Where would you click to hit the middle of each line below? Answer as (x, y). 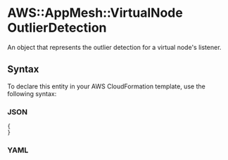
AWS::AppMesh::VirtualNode (95, 13)
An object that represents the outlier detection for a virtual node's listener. (114, 47)
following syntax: (32, 93)
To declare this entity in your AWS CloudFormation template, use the (106, 86)
